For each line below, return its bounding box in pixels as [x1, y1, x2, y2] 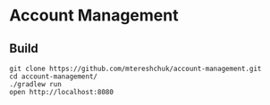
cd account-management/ [9, 72, 98, 81]
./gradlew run [9, 80, 63, 89]
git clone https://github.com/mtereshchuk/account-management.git [9, 64, 262, 73]
